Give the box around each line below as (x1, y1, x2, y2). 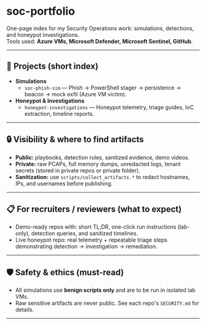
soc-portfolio (6, 4, 75, 18)
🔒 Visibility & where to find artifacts (6, 134, 144, 145)
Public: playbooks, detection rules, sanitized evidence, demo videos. (15, 153, 190, 161)
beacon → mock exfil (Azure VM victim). (24, 90, 127, 97)
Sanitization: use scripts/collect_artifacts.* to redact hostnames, (15, 173, 190, 180)
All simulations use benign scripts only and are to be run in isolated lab (15, 286, 196, 294)
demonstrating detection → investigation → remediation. (15, 243, 158, 250)
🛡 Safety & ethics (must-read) (6, 267, 124, 277)
